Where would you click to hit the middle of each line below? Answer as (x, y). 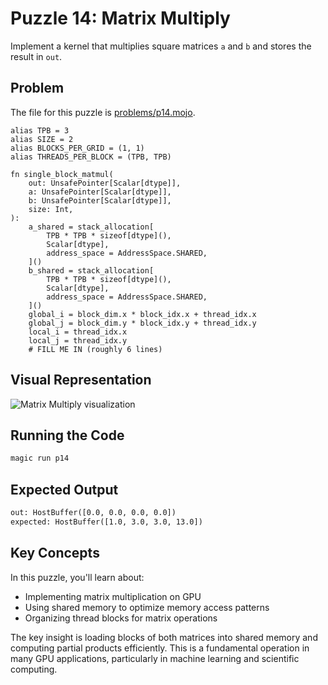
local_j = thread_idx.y (78, 340)
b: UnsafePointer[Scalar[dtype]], (100, 200)
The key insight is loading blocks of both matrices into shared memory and (164, 637)
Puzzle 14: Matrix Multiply (120, 18)
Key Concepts (55, 553)
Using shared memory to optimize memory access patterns (147, 607)
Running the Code (67, 435)
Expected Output (64, 489)
